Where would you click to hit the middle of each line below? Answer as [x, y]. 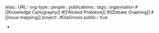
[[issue [12, 17]
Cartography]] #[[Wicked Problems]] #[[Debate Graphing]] [91, 12]
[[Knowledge [18, 12]
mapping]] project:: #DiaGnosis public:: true [64, 17]
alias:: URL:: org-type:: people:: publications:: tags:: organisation [70, 7]
